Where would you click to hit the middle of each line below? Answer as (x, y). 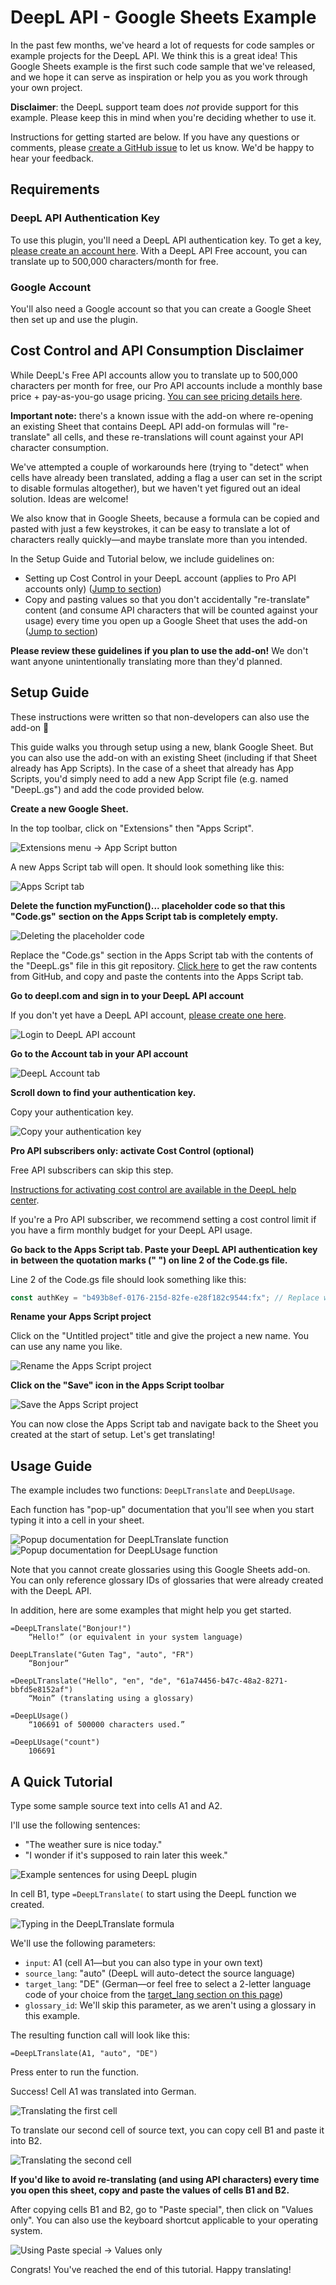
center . (25, 1200)
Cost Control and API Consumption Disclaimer (157, 351)
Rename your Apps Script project (81, 1317)
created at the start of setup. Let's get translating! (112, 1435)
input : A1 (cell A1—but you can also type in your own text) (144, 1963)
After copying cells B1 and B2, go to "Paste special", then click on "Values (162, 2210)
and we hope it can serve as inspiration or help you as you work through (159, 77)
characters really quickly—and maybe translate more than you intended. (159, 539)
